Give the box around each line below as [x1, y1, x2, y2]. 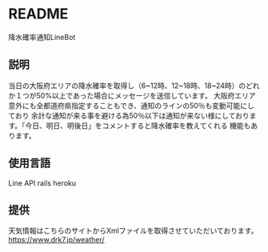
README [8, 5, 69, 23]
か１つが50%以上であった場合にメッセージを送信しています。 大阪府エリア [8, 90, 256, 100]
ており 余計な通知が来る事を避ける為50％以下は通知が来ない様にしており [8, 110, 250, 120]
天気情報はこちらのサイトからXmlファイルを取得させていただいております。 [8, 226, 258, 236]
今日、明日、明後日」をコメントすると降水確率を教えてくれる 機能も [25, 121, 251, 130]
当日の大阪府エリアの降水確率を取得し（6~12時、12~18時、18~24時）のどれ [8, 81, 260, 90]
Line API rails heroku [8, 178, 77, 188]
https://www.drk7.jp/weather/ [8, 235, 106, 245]
